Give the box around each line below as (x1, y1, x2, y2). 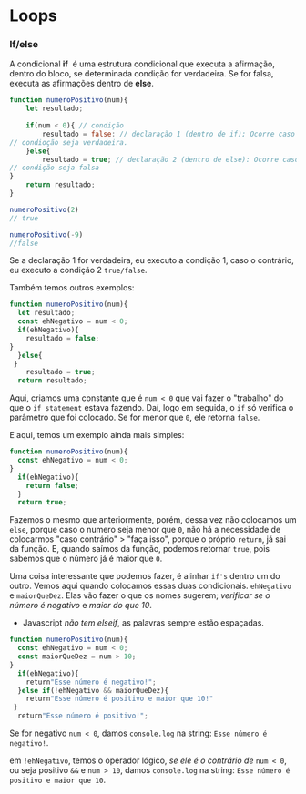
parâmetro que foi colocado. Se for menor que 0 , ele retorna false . (9, 412, 260, 423)
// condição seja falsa (9, 163, 100, 173)
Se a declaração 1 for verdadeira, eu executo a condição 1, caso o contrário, (9, 255, 294, 266)
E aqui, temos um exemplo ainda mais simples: (9, 430, 185, 441)
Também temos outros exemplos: (9, 282, 135, 293)
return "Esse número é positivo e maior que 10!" (25, 694, 214, 704)
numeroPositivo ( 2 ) (9, 205, 79, 214)
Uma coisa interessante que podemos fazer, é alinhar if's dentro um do (9, 571, 280, 582)
